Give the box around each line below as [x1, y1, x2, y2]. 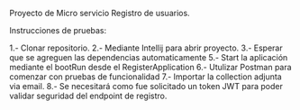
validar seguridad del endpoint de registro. [9, 90, 168, 101]
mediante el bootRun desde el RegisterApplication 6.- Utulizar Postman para [9, 62, 292, 72]
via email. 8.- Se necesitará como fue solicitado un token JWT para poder [9, 81, 284, 91]
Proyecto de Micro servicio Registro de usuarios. [9, 8, 191, 18]
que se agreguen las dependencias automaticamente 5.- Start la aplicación [9, 52, 288, 62]
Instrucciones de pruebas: [9, 25, 107, 35]
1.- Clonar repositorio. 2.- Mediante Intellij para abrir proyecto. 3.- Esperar [9, 42, 283, 53]
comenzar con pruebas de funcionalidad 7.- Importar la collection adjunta [9, 71, 282, 82]
